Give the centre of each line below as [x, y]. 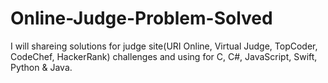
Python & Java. [41, 67]
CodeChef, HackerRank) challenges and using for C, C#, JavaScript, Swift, [164, 56]
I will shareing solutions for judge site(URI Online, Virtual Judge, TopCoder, [164, 46]
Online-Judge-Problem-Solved [141, 18]
